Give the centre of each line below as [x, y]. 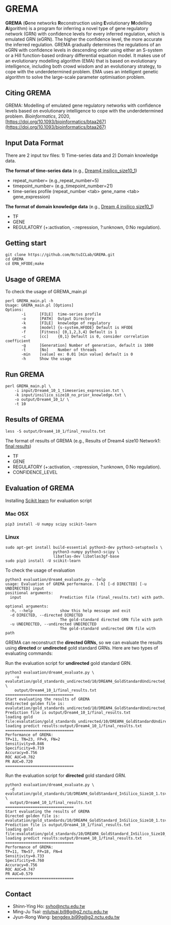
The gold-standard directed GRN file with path [111, 620]
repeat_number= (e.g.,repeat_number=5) [56, 180]
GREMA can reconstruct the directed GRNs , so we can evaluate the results [84, 642]
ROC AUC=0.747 [20, 870]
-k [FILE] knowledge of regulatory [66, 323]
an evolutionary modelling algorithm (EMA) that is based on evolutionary [81, 61]
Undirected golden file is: [35, 704]
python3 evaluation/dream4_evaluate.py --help [55, 580]
